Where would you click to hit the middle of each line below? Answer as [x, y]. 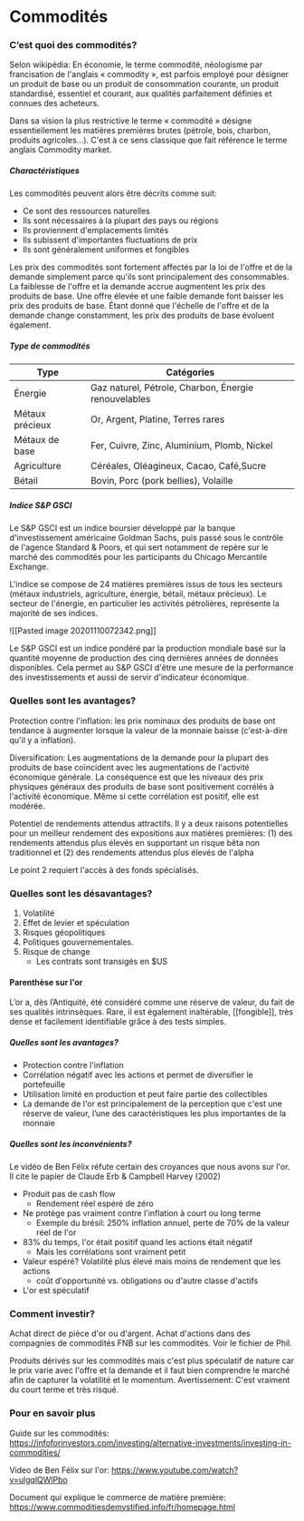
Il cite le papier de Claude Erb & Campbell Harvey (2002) [115, 1176]
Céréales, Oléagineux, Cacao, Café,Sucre [178, 466]
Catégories [190, 372]
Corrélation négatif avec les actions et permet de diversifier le [138, 1075]
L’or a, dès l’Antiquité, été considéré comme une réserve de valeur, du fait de [152, 1002]
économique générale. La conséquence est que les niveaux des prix [137, 777]
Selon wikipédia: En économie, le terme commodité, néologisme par [136, 64]
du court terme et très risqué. [64, 1389]
